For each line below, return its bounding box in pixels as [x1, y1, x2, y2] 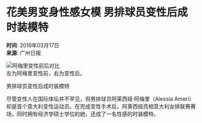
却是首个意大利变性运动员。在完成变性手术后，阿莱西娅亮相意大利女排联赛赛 [6, 102, 196, 110]
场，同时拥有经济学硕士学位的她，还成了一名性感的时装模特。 [6, 110, 159, 118]
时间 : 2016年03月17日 [6, 42, 60, 49]
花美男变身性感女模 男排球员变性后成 [6, 5, 188, 19]
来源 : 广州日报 [6, 49, 41, 56]
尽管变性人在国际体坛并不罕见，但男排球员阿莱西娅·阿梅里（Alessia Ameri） [6, 95, 195, 102]
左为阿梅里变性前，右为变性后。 [6, 69, 85, 77]
